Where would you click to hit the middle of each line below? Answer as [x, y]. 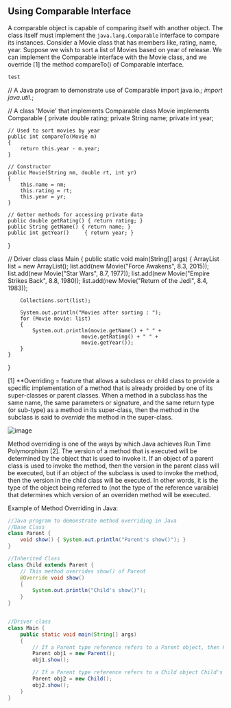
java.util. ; [21, 97]
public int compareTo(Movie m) [52, 137]
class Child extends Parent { [51, 565]
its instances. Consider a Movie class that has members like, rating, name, [112, 42]
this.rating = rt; [46, 191]
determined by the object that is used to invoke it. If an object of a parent [111, 458]
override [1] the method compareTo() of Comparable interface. [96, 64]
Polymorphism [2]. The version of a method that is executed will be [102, 451]
